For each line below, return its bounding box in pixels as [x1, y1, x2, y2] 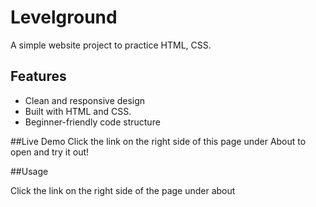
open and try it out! [10, 146, 90, 158]
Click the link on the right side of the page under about [10, 184, 236, 196]
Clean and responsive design [24, 94, 146, 106]
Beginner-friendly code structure [24, 116, 161, 128]
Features [10, 68, 67, 85]
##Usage [10, 165, 49, 177]
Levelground [10, 6, 118, 29]
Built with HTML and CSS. [24, 105, 132, 117]
